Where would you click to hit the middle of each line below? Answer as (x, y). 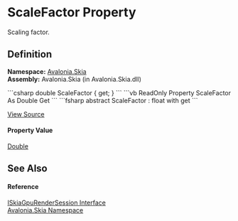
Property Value (30, 130)
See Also (27, 169)
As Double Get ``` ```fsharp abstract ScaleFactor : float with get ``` (103, 100)
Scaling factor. (28, 32)
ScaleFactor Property (72, 12)
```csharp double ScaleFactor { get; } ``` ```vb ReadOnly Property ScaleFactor (119, 92)
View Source (26, 114)
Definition (29, 54)
